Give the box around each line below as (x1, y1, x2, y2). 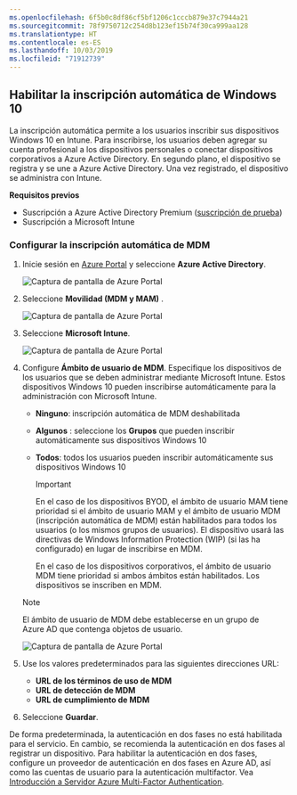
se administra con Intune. (9, 172, 102, 183)
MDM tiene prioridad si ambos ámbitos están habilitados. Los (35, 570, 261, 581)
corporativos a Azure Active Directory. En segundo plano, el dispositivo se (9, 153, 282, 164)
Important (35, 479, 72, 490)
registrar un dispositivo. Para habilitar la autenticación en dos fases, (9, 748, 258, 758)
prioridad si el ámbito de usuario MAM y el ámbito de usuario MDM (35, 505, 281, 517)
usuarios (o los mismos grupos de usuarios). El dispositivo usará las (35, 525, 285, 536)
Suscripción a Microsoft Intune (21, 216, 135, 227)
